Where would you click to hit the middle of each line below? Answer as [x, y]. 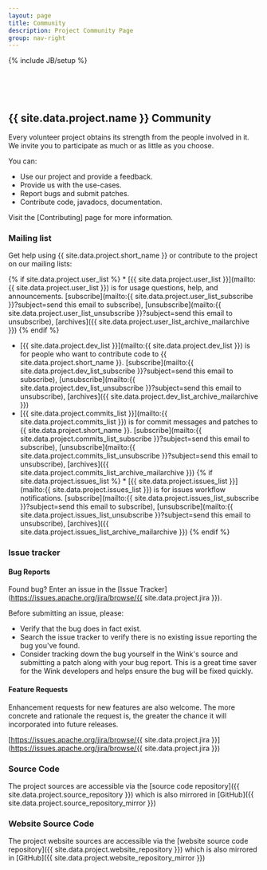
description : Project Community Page [71, 30]
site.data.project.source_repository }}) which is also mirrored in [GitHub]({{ [131, 794]
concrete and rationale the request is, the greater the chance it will [118, 715]
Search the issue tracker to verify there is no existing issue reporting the [138, 637]
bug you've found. [50, 646]
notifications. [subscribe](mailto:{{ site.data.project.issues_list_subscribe [139, 498]
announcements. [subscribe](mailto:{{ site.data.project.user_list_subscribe [131, 297]
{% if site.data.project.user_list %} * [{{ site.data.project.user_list [115, 279]
